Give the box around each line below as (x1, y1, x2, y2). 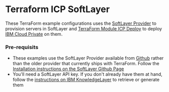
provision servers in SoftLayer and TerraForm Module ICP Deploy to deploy (5, 25, 162, 31)
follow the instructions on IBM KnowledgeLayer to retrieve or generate (12, 77, 160, 83)
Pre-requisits (5, 43, 39, 51)
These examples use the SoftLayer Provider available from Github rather (12, 55, 164, 61)
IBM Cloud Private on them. (5, 31, 63, 37)
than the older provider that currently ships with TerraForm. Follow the (12, 61, 160, 67)
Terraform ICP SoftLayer (5, 4, 110, 15)
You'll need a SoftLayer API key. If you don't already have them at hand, (12, 71, 162, 77)
